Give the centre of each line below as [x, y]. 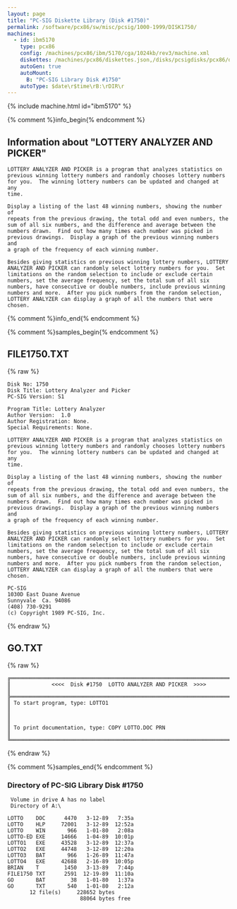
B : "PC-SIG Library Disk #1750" [73, 79]
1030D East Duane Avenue [44, 594]
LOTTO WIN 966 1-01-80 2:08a [71, 831]
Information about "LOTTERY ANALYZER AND [110, 142]
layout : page [26, 14]
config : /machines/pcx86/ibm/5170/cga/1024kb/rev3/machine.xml [115, 54]
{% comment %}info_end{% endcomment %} [73, 319]
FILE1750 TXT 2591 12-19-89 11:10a [71, 874]
